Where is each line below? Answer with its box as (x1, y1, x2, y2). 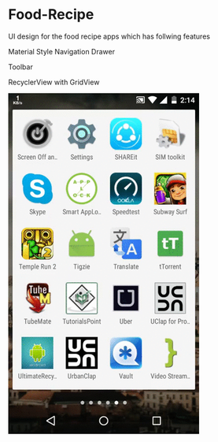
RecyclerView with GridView (8, 77, 100, 87)
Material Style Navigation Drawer (8, 46, 116, 56)
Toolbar (8, 61, 33, 72)
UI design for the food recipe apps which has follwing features (8, 32, 211, 41)
